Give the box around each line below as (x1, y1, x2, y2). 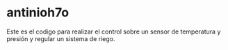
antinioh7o (6, 5, 70, 21)
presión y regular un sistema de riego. (6, 34, 115, 42)
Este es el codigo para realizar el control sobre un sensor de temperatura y (6, 27, 221, 36)
